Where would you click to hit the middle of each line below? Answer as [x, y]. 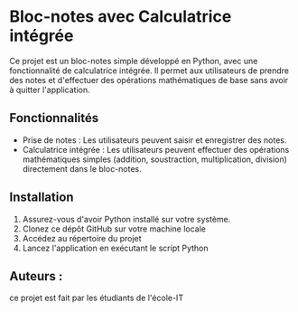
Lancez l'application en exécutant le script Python [116, 248]
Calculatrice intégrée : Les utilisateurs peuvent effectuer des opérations [156, 149]
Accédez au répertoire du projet [82, 238]
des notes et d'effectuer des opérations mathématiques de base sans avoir [149, 80]
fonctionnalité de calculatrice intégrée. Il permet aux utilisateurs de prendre [149, 71]
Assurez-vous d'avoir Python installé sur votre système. [126, 219]
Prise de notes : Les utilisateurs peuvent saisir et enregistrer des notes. [154, 140]
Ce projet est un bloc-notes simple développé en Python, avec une [134, 61]
